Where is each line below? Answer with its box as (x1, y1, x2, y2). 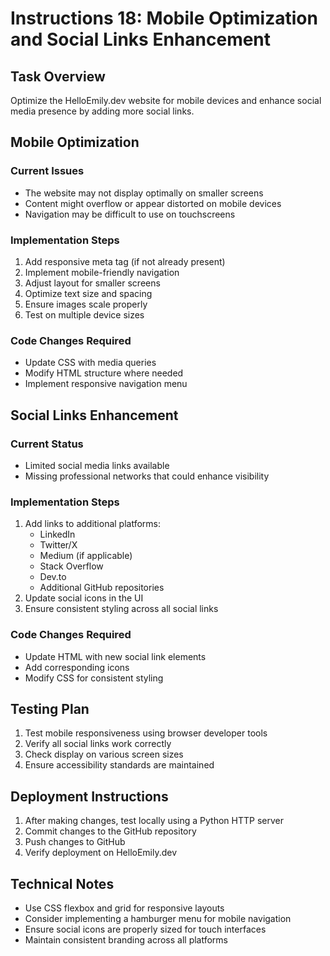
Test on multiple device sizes (24, 308, 145, 321)
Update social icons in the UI (24, 592, 144, 604)
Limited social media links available (24, 459, 170, 471)
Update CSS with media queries (24, 357, 157, 369)
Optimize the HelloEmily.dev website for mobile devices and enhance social (10, 95, 322, 106)
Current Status (10, 437, 84, 451)
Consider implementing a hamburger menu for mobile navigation (24, 913, 292, 924)
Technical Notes (10, 875, 115, 892)
